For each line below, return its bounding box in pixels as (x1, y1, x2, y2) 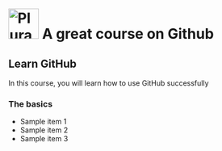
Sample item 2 (19, 125, 69, 135)
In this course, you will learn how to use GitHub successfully (8, 78, 209, 88)
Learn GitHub (8, 57, 77, 70)
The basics (8, 98, 53, 109)
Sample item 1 (19, 117, 67, 127)
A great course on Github (41, 25, 214, 44)
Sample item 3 (19, 134, 69, 144)
